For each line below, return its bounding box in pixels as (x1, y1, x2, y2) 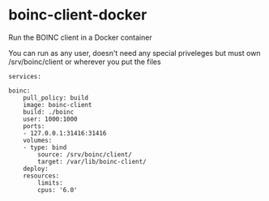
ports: (23, 122, 45, 130)
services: (8, 72, 42, 80)
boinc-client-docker (8, 6, 147, 24)
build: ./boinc (23, 108, 75, 116)
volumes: (23, 136, 53, 144)
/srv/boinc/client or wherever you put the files (8, 57, 161, 66)
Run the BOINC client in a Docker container (8, 32, 152, 42)
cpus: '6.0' (37, 186, 79, 194)
